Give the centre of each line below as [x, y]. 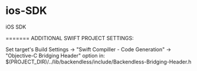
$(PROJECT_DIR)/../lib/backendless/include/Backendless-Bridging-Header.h [98, 62]
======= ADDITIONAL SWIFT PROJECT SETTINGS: [70, 38]
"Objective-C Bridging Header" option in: [55, 55]
